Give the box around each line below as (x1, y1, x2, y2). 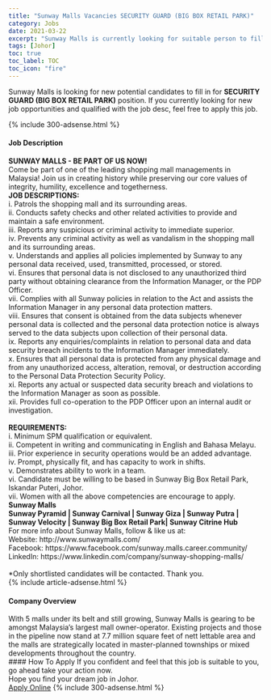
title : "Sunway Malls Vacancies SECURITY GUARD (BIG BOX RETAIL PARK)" (8, 11, 254, 20)
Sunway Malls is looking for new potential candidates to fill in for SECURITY (8, 87, 261, 96)
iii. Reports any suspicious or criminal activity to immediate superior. (8, 224, 235, 235)
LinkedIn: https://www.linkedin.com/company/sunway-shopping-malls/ (8, 551, 244, 561)
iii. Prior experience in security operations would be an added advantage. (8, 448, 252, 458)
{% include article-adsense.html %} (8, 577, 127, 587)
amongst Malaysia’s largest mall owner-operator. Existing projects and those (8, 622, 262, 632)
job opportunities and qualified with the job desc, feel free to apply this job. (8, 104, 258, 113)
